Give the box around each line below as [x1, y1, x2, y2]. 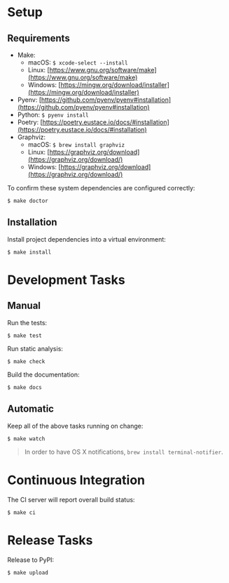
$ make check [7, 358, 46, 365]
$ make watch [7, 435, 46, 443]
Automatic [7, 403, 55, 415]
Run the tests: [7, 318, 48, 327]
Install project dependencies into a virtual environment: [7, 235, 166, 243]
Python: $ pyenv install [17, 110, 89, 119]
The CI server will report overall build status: [7, 495, 135, 504]
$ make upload [7, 569, 49, 576]
